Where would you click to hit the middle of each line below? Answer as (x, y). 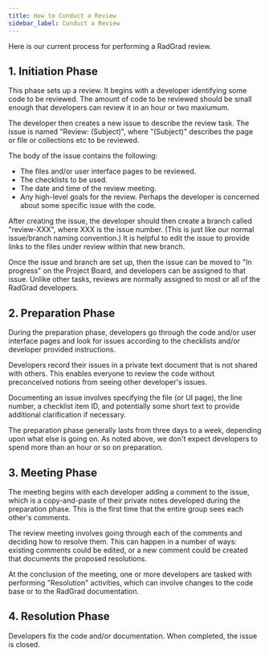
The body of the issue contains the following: (83, 156)
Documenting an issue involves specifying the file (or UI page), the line (125, 397)
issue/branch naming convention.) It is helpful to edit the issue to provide (129, 238)
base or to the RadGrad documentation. (73, 591)
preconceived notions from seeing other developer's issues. (108, 382)
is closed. (24, 644)
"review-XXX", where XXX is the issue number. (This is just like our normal (131, 230)
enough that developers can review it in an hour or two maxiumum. (119, 108)
